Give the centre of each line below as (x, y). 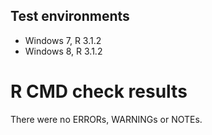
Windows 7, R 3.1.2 (63, 40)
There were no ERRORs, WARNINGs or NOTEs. (106, 119)
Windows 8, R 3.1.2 (63, 51)
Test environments (70, 16)
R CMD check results (99, 91)
